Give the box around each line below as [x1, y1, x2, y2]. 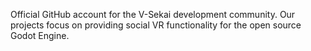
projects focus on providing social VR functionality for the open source [10, 19, 302, 31]
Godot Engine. [10, 30, 70, 41]
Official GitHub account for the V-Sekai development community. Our [10, 9, 296, 20]
